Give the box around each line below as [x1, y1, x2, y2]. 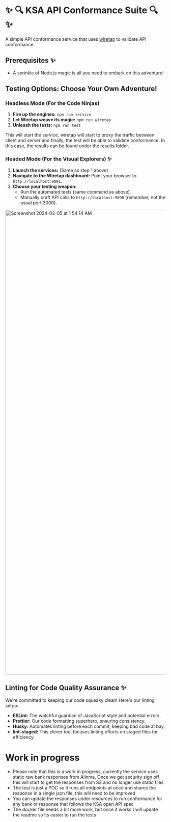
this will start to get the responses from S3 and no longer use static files [12, 779, 164, 785]
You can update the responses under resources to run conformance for [12, 796, 163, 802]
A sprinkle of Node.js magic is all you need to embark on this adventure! [12, 70, 164, 76]
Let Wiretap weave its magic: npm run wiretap [12, 117, 111, 123]
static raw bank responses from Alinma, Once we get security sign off [12, 774, 159, 780]
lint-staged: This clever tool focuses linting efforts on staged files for [12, 728, 158, 734]
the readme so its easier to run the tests [12, 812, 97, 818]
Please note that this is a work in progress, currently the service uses [12, 769, 158, 775]
